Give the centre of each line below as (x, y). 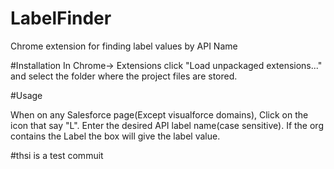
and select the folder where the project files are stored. (124, 76)
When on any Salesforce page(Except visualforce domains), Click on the (159, 114)
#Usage (26, 95)
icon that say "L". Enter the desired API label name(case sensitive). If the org (167, 125)
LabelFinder (61, 18)
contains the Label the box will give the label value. (115, 136)
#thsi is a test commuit (57, 155)
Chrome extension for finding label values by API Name (124, 46)
